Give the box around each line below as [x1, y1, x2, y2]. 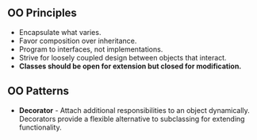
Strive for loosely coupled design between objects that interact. [18, 52, 227, 62]
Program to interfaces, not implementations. [18, 44, 163, 54]
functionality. [18, 122, 62, 132]
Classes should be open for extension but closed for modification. [18, 61, 242, 71]
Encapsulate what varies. [18, 27, 102, 37]
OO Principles [7, 6, 77, 20]
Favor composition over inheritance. [18, 36, 137, 45]
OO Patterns [7, 84, 69, 98]
